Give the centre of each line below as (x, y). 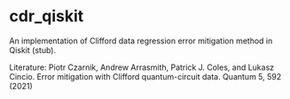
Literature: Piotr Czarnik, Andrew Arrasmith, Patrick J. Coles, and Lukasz (142, 67)
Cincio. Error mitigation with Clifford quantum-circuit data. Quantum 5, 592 (145, 76)
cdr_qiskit (47, 16)
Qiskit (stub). (32, 49)
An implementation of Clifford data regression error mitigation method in (141, 41)
